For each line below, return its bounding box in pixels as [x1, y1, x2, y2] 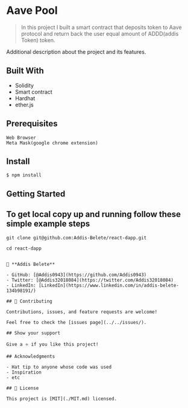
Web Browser [6, 134, 36, 141]
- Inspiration [6, 369, 42, 375]
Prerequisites [6, 118, 58, 129]
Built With [6, 66, 44, 76]
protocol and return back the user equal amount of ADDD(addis [20, 30, 179, 37]
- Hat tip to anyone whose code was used [6, 364, 112, 370]
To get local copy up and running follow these [6, 209, 181, 219]
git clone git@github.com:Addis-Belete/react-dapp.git [6, 235, 147, 241]
